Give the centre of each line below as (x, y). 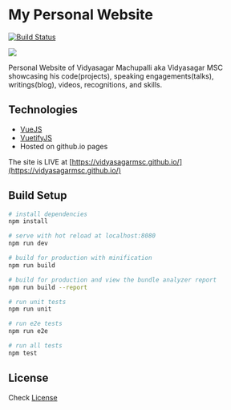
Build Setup (38, 195)
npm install (28, 221)
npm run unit (30, 309)
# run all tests (35, 346)
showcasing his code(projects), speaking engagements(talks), (111, 76)
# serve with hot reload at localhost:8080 (82, 236)
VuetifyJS (36, 137)
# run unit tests (37, 302)
